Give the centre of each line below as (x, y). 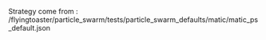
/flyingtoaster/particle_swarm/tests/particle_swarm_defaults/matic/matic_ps (133, 20)
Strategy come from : (43, 11)
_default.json (29, 28)
